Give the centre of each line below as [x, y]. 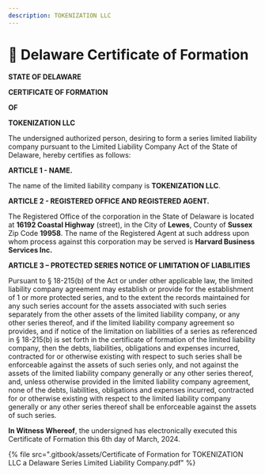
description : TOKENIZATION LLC [60, 15]
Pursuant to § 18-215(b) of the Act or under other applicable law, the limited [131, 280]
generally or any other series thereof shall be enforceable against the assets [132, 407]
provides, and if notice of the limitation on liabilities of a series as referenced [133, 331]
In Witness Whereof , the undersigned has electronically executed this [123, 430]
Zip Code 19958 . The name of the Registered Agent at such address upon [129, 233]
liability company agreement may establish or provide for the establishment [131, 289]
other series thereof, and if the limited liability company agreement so [121, 322]
